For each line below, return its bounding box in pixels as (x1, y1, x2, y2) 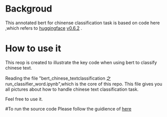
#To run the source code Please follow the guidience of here (5, 105, 132, 111)
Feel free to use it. (5, 96, 43, 102)
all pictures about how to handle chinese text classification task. (5, 86, 139, 92)
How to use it (5, 43, 62, 54)
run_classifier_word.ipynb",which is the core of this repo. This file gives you (5, 81, 163, 87)
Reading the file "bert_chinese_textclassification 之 (5, 75, 111, 81)
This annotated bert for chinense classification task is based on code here (5, 20, 160, 26)
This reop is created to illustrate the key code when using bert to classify (5, 59, 157, 66)
